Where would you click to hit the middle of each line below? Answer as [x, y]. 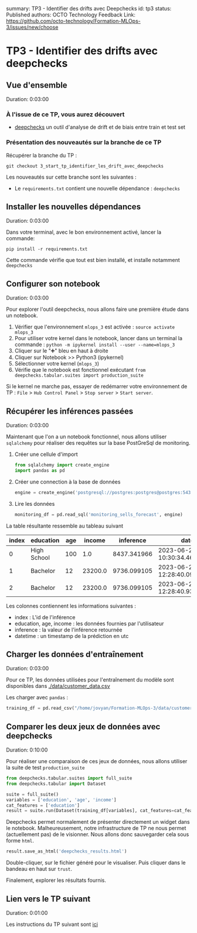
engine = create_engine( [45, 492]
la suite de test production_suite [45, 768]
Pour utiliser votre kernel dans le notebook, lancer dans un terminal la [98, 338]
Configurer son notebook [53, 283]
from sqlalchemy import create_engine [62, 465]
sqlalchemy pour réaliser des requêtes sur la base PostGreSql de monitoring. [98, 443]
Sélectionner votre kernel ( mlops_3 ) [57, 364]
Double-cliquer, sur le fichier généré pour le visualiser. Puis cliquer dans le [96, 862]
